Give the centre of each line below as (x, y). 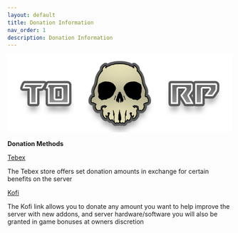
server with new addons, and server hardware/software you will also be (113, 214)
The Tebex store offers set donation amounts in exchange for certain (108, 172)
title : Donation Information (51, 22)
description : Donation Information (60, 38)
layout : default (31, 15)
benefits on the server (40, 179)
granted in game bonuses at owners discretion (76, 222)
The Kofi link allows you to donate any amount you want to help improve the (119, 207)
